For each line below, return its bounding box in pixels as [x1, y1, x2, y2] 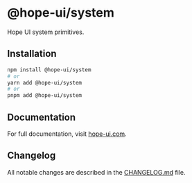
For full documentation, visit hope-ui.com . [7, 130, 127, 138]
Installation [7, 48, 57, 60]
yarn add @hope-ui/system [7, 79, 82, 86]
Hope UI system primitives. [7, 28, 85, 36]
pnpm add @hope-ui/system [7, 92, 82, 99]
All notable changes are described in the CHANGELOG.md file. [7, 168, 186, 176]
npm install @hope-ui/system [7, 66, 91, 73]
